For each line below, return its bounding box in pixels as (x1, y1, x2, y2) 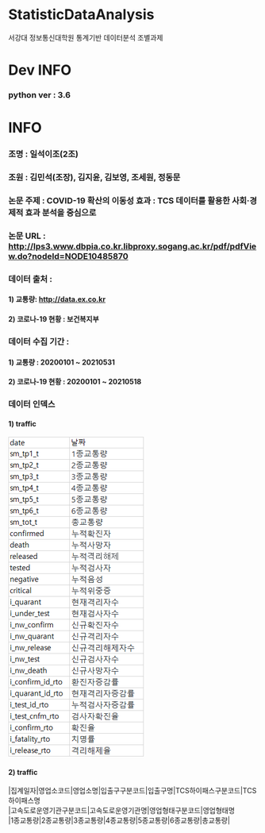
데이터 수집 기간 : (8, 336, 70, 347)
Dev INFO (8, 61, 72, 79)
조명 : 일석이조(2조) (8, 148, 79, 160)
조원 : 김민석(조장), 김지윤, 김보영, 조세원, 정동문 (8, 172, 181, 183)
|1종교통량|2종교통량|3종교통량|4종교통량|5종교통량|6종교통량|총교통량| (8, 816, 230, 825)
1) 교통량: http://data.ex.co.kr (8, 295, 106, 304)
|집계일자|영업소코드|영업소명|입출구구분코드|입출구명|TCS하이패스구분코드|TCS (8, 786, 257, 796)
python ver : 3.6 (8, 90, 71, 101)
